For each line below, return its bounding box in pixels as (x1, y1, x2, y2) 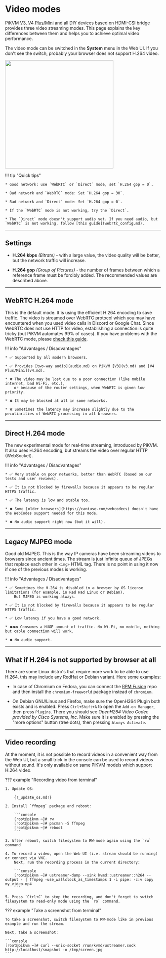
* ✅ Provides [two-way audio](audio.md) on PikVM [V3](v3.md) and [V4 (5, 363, 155, 369)
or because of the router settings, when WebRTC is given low (14, 385, 145, 390)
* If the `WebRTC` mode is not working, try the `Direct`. (5, 208, 129, 213)
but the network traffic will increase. (12, 257, 86, 263)
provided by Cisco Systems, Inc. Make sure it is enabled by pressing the (12, 714, 159, 720)
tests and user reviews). (5, 476, 58, 481)
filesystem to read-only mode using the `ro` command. (5, 899, 121, 904)
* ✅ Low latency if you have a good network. (5, 616, 101, 621)
